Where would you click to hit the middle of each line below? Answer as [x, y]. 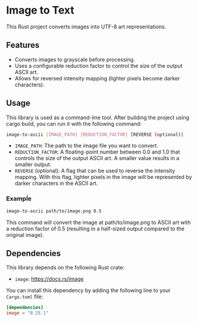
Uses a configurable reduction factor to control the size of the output [98, 66]
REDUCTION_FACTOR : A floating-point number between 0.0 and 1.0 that [97, 152]
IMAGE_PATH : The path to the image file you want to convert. [86, 146]
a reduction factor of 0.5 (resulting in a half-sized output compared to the [95, 229]
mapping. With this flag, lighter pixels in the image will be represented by [103, 177]
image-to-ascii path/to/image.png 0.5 [54, 211]
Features [23, 45]
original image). [25, 235]
